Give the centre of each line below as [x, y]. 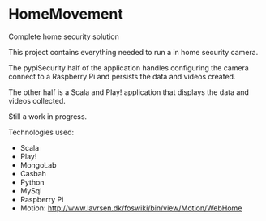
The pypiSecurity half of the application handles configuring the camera [129, 68]
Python [32, 182]
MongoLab [38, 165]
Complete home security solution [64, 36]
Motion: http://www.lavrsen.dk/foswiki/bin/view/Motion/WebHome [131, 208]
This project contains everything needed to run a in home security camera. [133, 52]
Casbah [33, 173]
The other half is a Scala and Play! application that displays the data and [129, 92]
